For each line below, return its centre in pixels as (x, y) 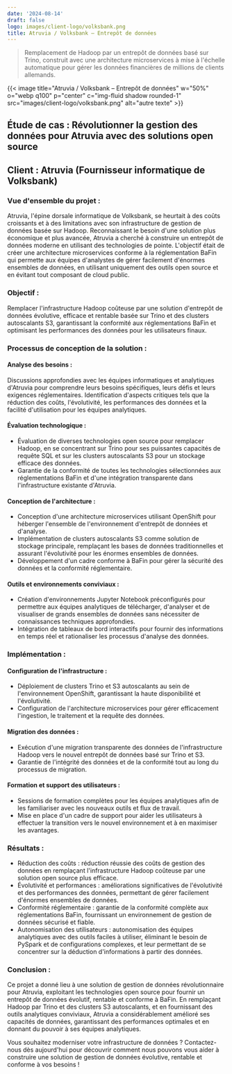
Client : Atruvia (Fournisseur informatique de (106, 170)
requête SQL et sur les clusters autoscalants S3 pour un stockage (111, 455)
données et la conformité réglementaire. (75, 568)
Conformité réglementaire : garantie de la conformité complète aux (113, 907)
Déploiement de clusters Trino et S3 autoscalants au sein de (103, 686)
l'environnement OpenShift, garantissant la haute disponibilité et (109, 694)
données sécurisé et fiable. (56, 922)
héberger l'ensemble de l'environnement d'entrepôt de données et (113, 524)
